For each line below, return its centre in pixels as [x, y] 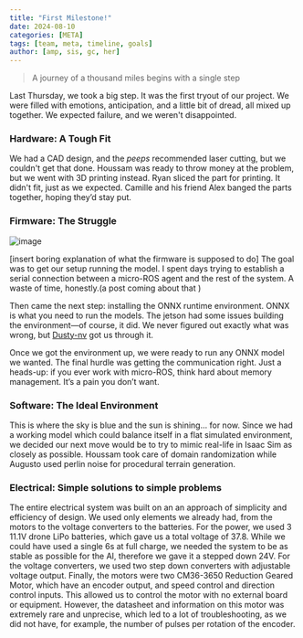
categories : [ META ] [47, 35]
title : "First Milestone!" [61, 18]
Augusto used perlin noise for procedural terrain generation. [122, 464]
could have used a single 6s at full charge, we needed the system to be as [149, 547]
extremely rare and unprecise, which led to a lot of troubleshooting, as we [148, 614]
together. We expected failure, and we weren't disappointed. [123, 115]
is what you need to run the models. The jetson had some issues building [147, 315]
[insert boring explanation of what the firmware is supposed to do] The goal [152, 259]
